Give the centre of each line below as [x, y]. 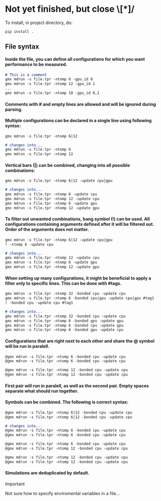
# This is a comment [26, 75]
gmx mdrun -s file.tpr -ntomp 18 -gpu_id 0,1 [52, 93]
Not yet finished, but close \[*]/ [70, 9]
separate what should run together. [42, 391]
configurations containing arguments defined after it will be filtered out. [80, 224]
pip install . [20, 31]
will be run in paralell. [27, 346]
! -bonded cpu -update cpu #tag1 [39, 303]
